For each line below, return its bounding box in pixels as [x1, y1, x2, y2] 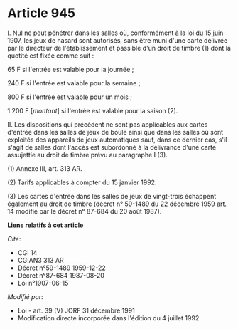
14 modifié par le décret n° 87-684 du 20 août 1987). [7, 207, 162, 215]
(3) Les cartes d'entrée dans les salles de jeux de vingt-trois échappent [7, 192, 217, 200]
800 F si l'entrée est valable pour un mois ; [7, 93, 133, 101]
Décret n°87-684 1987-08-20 [17, 271, 105, 279]
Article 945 [7, 5, 76, 21]
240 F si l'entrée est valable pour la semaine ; [7, 78, 141, 87]
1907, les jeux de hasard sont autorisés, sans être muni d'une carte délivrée [7, 36, 228, 44]
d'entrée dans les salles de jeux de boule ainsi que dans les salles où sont [7, 127, 224, 136]
